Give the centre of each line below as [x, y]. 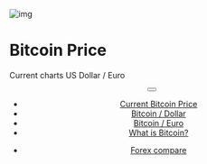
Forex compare [159, 150]
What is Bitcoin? [159, 132]
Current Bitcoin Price [159, 104]
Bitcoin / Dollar [159, 114]
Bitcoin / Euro [158, 123]
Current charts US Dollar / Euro [67, 75]
